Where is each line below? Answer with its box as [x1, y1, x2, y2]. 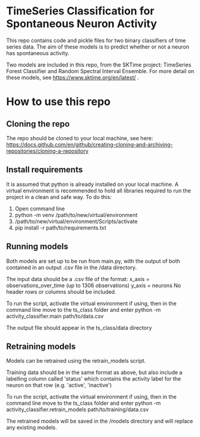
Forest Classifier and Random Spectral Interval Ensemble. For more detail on [6, 67, 195, 74]
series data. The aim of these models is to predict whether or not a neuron [6, 43, 190, 50]
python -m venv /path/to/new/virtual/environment [14, 211, 138, 218]
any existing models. [6, 424, 57, 431]
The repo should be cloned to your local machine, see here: [6, 134, 154, 141]
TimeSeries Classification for [6, 4, 154, 18]
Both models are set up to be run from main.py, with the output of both [6, 257, 181, 264]
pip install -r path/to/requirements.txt [14, 224, 107, 231]
